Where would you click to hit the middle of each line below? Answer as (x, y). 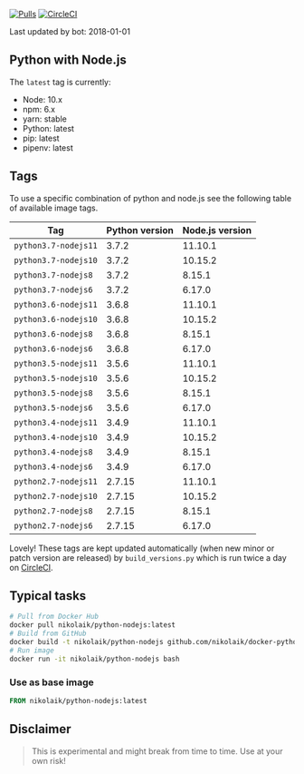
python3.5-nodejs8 (53, 393)
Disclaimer (40, 729)
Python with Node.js (68, 60)
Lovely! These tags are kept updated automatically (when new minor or (142, 548)
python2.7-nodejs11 (56, 481)
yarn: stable (45, 119)
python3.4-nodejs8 (53, 452)
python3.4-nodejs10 (56, 437)
